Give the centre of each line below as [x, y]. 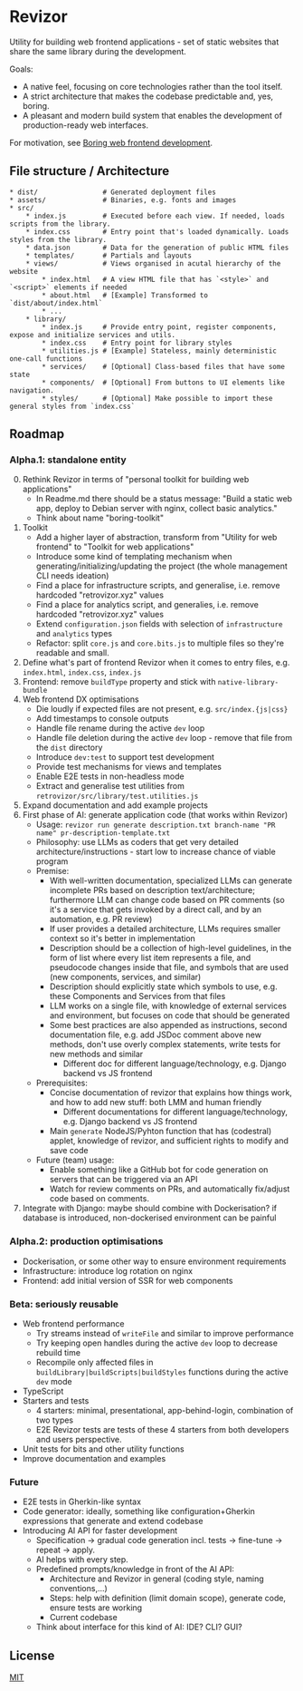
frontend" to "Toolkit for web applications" [115, 547]
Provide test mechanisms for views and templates [129, 767]
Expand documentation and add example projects [115, 805]
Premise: [52, 871]
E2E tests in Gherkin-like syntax [82, 1501]
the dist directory [69, 748]
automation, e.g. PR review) [101, 919]
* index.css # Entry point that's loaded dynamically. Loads [157, 232]
